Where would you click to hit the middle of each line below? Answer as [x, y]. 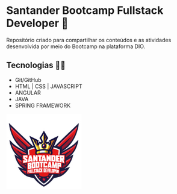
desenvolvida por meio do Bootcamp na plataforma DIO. [76, 46]
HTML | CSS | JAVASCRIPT [48, 86]
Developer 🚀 [37, 23]
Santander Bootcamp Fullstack [85, 11]
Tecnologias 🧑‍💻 [36, 65]
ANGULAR [28, 92]
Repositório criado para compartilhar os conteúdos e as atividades [89, 40]
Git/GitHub [28, 80]
